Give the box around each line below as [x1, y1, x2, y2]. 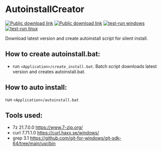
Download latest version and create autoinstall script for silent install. [5, 35, 148, 41]
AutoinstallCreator [5, 4, 85, 15]
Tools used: [5, 111, 43, 119]
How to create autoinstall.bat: [5, 50, 101, 58]
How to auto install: [5, 83, 67, 92]
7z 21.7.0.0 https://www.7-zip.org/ [12, 124, 83, 130]
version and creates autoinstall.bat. [12, 68, 86, 74]
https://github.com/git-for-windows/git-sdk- [30, 135, 122, 141]
